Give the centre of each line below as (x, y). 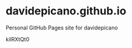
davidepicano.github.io (66, 11)
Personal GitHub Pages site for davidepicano (62, 28)
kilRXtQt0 (18, 39)
